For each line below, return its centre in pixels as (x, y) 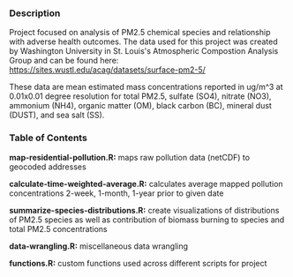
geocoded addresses (48, 167)
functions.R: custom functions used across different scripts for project (138, 263)
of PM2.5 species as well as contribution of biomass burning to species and (147, 220)
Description (35, 13)
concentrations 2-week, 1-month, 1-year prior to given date (116, 193)
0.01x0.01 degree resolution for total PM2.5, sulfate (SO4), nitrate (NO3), (140, 96)
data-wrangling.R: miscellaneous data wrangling (98, 246)
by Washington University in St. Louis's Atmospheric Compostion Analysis (144, 51)
